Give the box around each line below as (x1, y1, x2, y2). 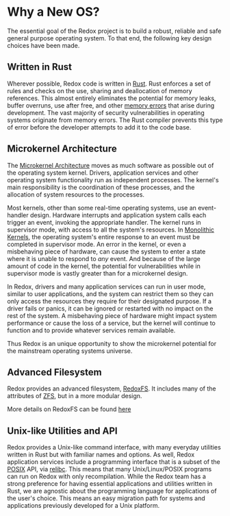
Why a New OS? (7, 4, 101, 20)
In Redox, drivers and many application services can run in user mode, (7, 282, 206, 291)
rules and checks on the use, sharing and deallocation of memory (7, 86, 193, 95)
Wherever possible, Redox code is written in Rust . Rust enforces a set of (7, 79, 211, 88)
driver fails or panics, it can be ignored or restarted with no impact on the (7, 304, 214, 312)
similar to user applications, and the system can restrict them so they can (7, 289, 214, 298)
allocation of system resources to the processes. (7, 190, 145, 199)
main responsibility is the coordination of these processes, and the (7, 183, 195, 191)
